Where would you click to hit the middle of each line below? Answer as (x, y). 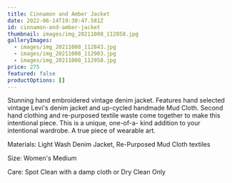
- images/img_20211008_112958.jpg (65, 61)
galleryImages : (30, 41)
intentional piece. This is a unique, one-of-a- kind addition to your (104, 123)
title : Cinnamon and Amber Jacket (59, 14)
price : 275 (24, 67)
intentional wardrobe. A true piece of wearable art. (81, 131)
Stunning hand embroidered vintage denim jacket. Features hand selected (116, 100)
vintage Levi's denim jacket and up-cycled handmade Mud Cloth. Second (115, 108)
